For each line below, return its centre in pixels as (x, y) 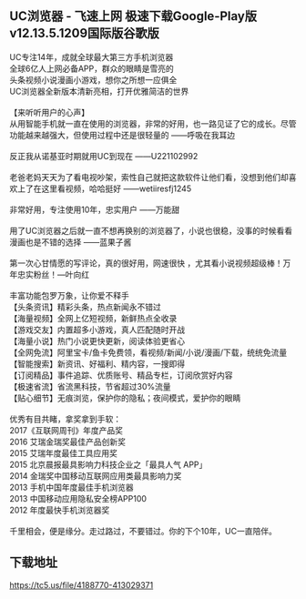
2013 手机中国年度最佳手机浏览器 (71, 487)
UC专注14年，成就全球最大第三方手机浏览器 (92, 56)
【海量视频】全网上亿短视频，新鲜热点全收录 (93, 318)
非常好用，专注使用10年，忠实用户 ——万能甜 (95, 209)
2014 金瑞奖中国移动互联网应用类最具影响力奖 (96, 475)
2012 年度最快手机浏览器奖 (60, 510)
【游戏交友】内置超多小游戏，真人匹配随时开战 (97, 330)
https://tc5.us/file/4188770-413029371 (82, 584)
